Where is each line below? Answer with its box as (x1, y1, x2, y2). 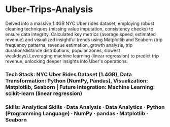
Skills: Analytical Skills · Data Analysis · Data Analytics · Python (5, 103, 165, 110)
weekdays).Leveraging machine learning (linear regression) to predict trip (5, 52, 159, 59)
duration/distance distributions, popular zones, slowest (5, 47, 120, 53)
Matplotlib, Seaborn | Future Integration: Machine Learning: (5, 83, 155, 90)
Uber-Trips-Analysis (5, 4, 93, 15)
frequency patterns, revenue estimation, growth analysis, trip (5, 42, 133, 48)
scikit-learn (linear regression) (5, 90, 83, 97)
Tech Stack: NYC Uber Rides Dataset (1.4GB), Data (5, 71, 132, 78)
